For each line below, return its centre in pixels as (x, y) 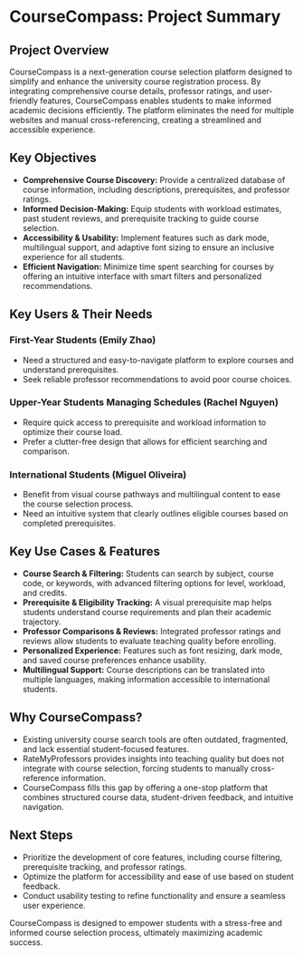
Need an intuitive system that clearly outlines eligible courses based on (155, 514)
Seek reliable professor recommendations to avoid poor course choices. (157, 379)
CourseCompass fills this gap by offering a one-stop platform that (145, 787)
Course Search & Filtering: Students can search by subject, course (148, 574)
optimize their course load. (72, 431)
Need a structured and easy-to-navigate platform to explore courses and (158, 360)
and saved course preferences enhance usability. (114, 660)
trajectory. (42, 622)
